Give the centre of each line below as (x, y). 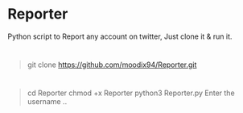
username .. (47, 102)
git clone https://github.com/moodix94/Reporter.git (112, 65)
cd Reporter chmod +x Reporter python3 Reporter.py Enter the (131, 93)
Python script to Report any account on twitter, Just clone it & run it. (120, 36)
